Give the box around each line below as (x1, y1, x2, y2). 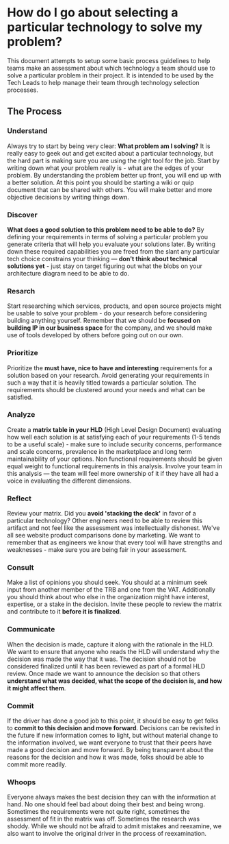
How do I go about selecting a (7, 5, 178, 21)
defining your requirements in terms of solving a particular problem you (7, 232, 208, 241)
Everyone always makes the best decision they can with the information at (7, 793, 217, 801)
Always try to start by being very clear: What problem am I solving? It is (7, 142, 211, 150)
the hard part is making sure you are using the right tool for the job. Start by (7, 156, 220, 165)
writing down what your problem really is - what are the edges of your (7, 163, 204, 172)
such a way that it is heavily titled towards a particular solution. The (7, 378, 197, 387)
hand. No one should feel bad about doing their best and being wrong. (7, 800, 205, 808)
